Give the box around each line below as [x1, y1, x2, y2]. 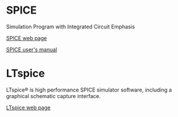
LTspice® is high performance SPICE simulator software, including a [6, 86, 172, 93]
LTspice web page [6, 104, 51, 111]
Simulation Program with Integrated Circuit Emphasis [6, 23, 135, 30]
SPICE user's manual [6, 45, 58, 53]
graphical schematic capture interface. [6, 92, 101, 99]
